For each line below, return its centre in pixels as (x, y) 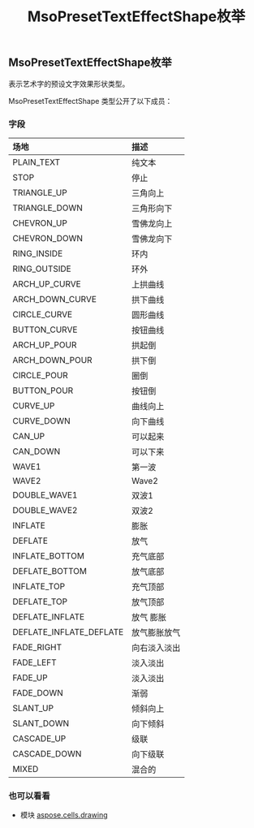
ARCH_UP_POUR (45, 344)
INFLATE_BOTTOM (49, 555)
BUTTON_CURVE (45, 330)
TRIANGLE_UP (40, 192)
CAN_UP (29, 436)
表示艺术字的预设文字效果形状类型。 (69, 84)
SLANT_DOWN (41, 723)
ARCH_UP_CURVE (47, 283)
